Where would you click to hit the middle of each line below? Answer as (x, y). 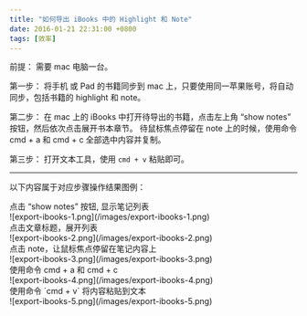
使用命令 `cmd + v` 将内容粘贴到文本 (78, 291)
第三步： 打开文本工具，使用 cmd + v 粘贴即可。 (99, 159)
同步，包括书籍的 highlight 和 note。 (78, 98)
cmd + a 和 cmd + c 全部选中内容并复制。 (88, 140)
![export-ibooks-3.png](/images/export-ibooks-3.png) (111, 259)
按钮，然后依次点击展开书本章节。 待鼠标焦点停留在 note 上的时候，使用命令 (153, 129)
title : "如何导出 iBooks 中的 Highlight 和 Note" (101, 19)
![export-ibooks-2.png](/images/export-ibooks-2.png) (111, 238)
